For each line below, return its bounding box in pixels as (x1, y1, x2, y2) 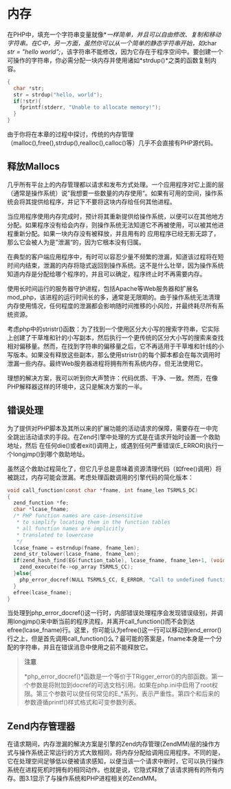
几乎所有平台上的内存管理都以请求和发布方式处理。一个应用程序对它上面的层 (7, 180, 224, 188)
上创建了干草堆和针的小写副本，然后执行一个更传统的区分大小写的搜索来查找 (7, 333, 224, 341)
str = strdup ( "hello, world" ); (13, 91, 103, 98)
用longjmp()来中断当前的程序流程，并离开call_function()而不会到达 (7, 617, 195, 626)
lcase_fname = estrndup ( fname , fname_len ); (13, 544, 140, 551)
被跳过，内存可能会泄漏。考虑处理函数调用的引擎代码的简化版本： (7, 473, 194, 482)
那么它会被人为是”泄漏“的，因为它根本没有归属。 (7, 238, 146, 246)
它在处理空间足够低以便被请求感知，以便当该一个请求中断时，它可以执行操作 (7, 757, 224, 766)
